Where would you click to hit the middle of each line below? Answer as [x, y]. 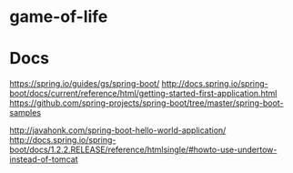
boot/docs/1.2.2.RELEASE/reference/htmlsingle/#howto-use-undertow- [143, 150]
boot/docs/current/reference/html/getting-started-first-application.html [143, 94]
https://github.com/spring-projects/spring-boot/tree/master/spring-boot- [146, 103]
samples [25, 113]
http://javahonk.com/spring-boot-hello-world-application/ [118, 130]
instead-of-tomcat [44, 159]
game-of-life [59, 17]
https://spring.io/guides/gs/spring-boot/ [85, 84]
